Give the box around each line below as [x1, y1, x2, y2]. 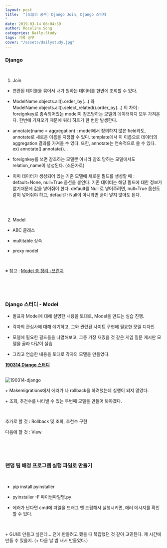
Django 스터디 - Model [5, 300, 59, 307]
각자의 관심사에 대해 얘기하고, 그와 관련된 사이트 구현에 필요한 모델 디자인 [12, 323, 155, 330]
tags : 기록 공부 [5, 35, 35, 40]
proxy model [12, 248, 38, 254]
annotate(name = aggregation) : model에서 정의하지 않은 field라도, [12, 128, 146, 134]
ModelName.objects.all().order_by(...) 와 [12, 98, 95, 104]
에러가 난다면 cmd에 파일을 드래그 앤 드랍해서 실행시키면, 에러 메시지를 [12, 504, 151, 510]
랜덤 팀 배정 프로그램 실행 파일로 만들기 [5, 462, 93, 469]
